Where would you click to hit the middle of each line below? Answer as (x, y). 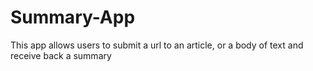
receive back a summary (61, 55)
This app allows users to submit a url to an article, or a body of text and (157, 45)
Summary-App (73, 17)
